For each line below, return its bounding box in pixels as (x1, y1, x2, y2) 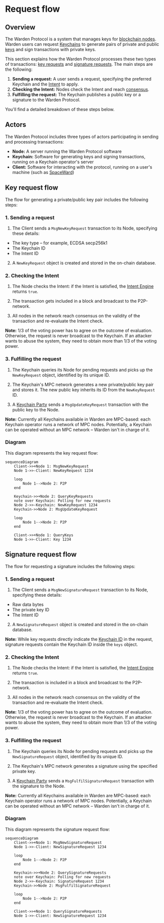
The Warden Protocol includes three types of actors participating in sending (5, 134, 159, 140)
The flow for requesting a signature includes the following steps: (5, 563, 136, 569)
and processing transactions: (5, 139, 64, 144)
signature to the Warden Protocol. (12, 97, 81, 103)
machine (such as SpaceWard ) (12, 169, 75, 175)
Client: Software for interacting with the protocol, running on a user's (12, 164, 152, 170)
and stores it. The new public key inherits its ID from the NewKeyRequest (12, 387, 155, 393)
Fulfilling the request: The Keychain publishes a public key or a (12, 92, 141, 97)
